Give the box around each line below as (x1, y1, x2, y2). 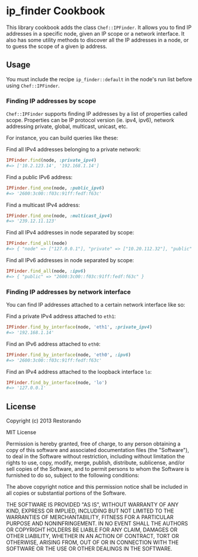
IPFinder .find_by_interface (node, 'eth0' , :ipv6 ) (6, 352, 132, 358)
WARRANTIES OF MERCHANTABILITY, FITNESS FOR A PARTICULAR (6, 514, 174, 521)
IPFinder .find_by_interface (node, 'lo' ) (6, 380, 108, 386)
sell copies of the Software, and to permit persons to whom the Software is (6, 466, 190, 473)
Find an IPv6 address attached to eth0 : (6, 340, 101, 348)
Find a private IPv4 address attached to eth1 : (6, 313, 116, 320)
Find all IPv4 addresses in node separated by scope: (6, 229, 135, 236)
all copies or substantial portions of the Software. (6, 489, 126, 496)
